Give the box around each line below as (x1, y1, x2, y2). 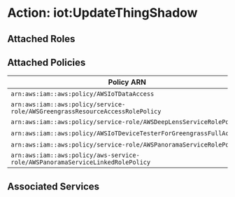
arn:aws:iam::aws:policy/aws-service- (10, 151, 140, 159)
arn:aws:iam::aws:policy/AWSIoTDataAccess (10, 90, 155, 98)
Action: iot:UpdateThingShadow (7, 5, 198, 21)
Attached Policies (7, 56, 86, 68)
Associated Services (7, 180, 100, 192)
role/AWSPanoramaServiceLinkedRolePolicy (10, 158, 151, 166)
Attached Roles (7, 33, 76, 45)
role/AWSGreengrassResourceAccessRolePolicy (10, 107, 162, 116)
